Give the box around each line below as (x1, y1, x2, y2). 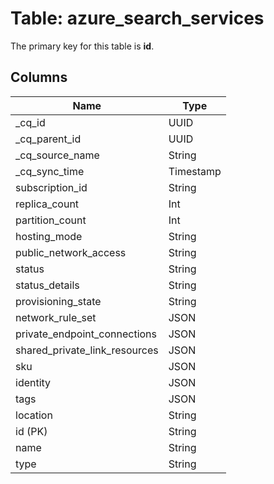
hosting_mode (15, 229, 83, 243)
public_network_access (15, 245, 127, 259)
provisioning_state (15, 294, 102, 308)
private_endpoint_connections (15, 327, 157, 341)
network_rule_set (15, 310, 97, 324)
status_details (15, 278, 80, 292)
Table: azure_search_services (10, 7, 265, 30)
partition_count (15, 213, 87, 227)
